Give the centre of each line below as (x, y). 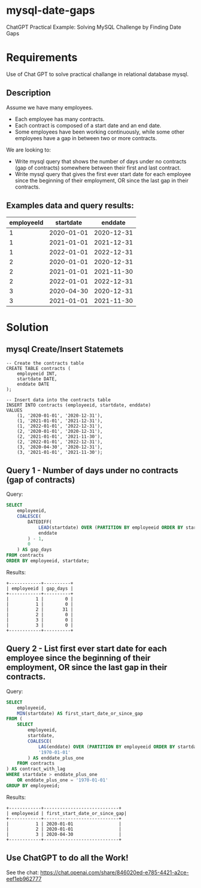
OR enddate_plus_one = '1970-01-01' (63, 780)
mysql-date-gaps (51, 10)
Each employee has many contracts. (60, 119)
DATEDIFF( (40, 522)
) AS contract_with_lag (36, 769)
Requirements (42, 58)
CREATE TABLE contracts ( (38, 368)
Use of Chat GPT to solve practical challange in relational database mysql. (98, 74)
